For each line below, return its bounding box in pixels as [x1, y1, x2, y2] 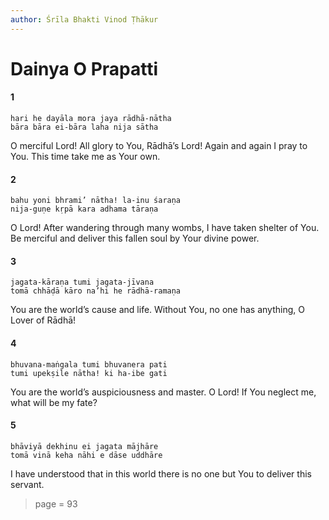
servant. [10, 478, 45, 490]
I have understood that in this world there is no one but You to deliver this [10, 467, 312, 480]
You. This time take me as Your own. [10, 151, 161, 163]
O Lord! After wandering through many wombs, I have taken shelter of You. [10, 222, 320, 234]
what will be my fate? [10, 396, 98, 408]
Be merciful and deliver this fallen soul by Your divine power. [10, 232, 260, 245]
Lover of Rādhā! [10, 314, 77, 326]
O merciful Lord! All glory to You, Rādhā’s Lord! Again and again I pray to [10, 140, 308, 152]
